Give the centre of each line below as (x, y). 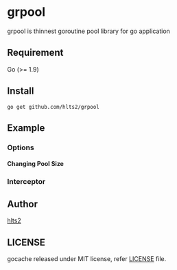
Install (21, 91)
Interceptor (26, 182)
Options (21, 147)
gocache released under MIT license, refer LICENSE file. (87, 259)
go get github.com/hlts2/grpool (53, 107)
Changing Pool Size (35, 164)
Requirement (35, 53)
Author (22, 204)
